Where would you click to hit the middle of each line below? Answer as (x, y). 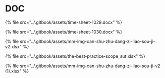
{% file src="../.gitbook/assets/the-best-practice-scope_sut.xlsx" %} (75, 56)
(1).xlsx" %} (17, 71)
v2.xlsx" (14, 46)
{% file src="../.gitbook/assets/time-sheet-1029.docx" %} (64, 22)
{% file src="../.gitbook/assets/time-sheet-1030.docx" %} (64, 32)
